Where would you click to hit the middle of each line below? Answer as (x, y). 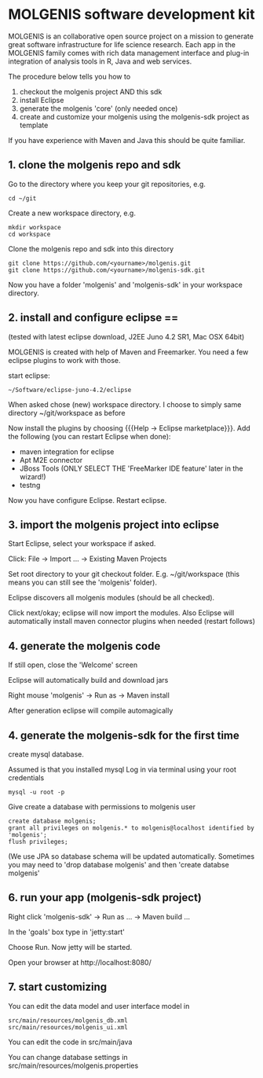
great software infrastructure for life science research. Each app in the (122, 44)
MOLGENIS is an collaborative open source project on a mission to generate (131, 36)
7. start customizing (58, 987)
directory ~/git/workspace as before (67, 412)
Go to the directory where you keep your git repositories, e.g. (107, 184)
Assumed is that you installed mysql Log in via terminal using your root (122, 769)
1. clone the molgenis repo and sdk (95, 165)
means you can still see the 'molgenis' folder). (83, 582)
